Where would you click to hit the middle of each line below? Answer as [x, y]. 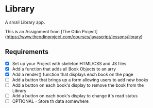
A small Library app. [25, 22]
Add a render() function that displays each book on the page [73, 74]
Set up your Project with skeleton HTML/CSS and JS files [69, 63]
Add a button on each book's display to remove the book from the [78, 85]
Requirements [27, 52]
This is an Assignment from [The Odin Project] [51, 31]
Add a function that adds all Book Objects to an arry [64, 69]
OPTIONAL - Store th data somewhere [50, 101]
